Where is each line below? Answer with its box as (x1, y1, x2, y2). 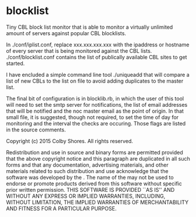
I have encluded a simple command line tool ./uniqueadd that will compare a (6, 71, 190, 78)
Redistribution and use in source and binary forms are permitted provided (6, 148, 183, 156)
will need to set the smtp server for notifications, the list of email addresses (6, 101, 188, 108)
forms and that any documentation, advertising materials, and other (6, 161, 169, 168)
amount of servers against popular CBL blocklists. (6, 29, 126, 36)
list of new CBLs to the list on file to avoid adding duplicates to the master (6, 77, 184, 84)
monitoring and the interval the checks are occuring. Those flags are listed (6, 120, 186, 127)
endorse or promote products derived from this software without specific (6, 180, 183, 187)
